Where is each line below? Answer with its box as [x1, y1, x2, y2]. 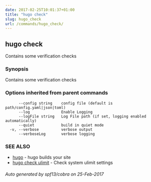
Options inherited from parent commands [5, 89, 108, 96]
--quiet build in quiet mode [18, 122, 104, 127]
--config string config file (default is [18, 100, 113, 105]
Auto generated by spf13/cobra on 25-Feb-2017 [5, 171, 104, 177]
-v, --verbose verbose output [9, 127, 93, 132]
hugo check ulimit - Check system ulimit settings [12, 159, 113, 165]
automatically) [5, 118, 37, 123]
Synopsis [5, 65, 28, 72]
